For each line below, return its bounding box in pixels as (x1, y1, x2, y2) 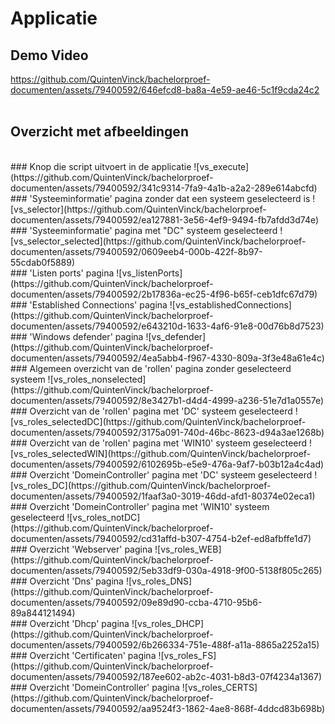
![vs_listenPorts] (116, 267, 183, 279)
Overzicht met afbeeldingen (10, 123, 189, 141)
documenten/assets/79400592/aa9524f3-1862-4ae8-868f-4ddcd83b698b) (10, 702, 326, 714)
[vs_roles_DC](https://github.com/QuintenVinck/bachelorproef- (10, 479, 272, 491)
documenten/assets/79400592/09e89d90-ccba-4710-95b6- (10, 596, 263, 608)
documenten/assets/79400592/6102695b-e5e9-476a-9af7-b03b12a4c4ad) (10, 458, 325, 470)
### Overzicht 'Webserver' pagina (10, 543, 153, 555)
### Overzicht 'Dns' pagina (10, 575, 124, 587)
